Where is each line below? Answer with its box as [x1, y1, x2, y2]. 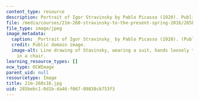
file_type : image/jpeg [6, 25, 62, 31]
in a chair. [17, 53, 46, 59]
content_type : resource [6, 8, 65, 15]
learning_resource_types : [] [6, 58, 78, 64]
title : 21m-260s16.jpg [6, 81, 62, 87]
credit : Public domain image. [11, 42, 86, 48]
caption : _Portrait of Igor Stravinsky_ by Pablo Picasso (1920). [11, 36, 179, 42]
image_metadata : [6, 31, 46, 37]
